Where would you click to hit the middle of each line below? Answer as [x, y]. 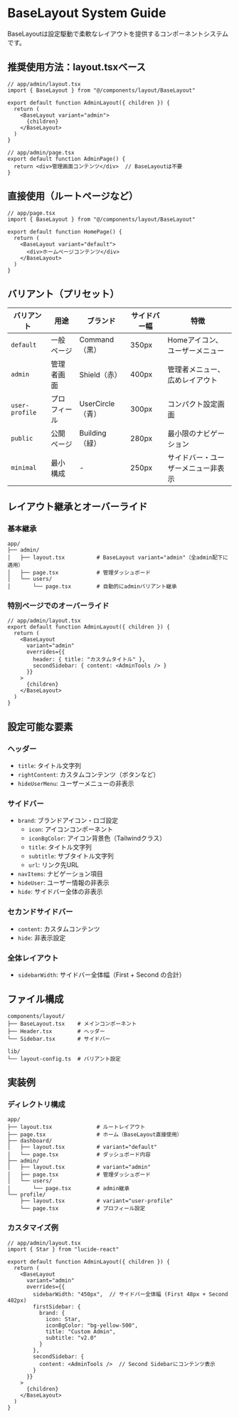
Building [93, 434]
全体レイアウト [33, 957]
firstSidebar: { [57, 1307]
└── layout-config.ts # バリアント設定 [64, 1059]
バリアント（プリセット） [63, 294]
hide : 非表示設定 [42, 938]
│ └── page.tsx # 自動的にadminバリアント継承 [92, 587]
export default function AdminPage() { [67, 159]
